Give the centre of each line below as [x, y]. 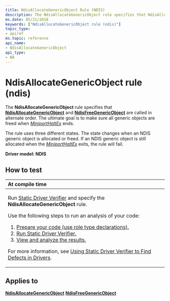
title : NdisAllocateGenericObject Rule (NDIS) [55, 10]
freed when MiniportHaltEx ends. [40, 124]
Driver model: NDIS [26, 154]
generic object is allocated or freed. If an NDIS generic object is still [76, 139]
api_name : [16, 43]
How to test [24, 170]
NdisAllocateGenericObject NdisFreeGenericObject [61, 293]
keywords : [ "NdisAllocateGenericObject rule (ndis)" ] [63, 24]
